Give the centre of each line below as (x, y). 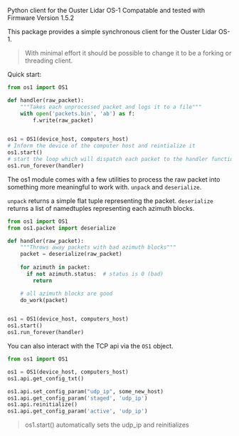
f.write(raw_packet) (63, 120)
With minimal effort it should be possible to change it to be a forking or (128, 53)
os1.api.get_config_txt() (46, 378)
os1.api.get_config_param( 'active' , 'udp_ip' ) (78, 411)
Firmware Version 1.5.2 (41, 18)
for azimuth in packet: (55, 267)
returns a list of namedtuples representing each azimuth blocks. (101, 208)
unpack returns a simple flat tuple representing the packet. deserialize (110, 201)
